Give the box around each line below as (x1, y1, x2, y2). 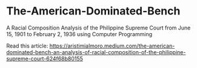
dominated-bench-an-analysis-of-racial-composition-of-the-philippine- (6, 48, 186, 55)
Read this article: (6, 42, 48, 49)
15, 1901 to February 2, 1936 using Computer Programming (6, 30, 153, 37)
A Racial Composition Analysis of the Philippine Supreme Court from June (6, 24, 191, 31)
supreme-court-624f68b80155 (6, 55, 84, 62)
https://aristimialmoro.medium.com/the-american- (49, 42, 175, 49)
